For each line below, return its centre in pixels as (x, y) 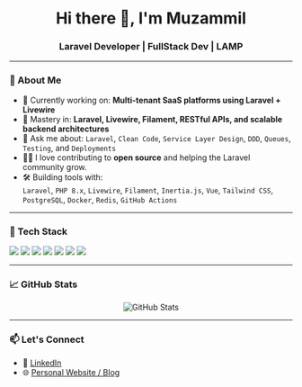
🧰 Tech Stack (39, 231)
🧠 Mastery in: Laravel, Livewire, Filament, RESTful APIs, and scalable (152, 119)
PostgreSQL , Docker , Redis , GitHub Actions (100, 199)
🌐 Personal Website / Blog (71, 372)
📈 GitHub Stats (44, 284)
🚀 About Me (36, 80)
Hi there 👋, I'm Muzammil (151, 18)
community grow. (54, 166)
